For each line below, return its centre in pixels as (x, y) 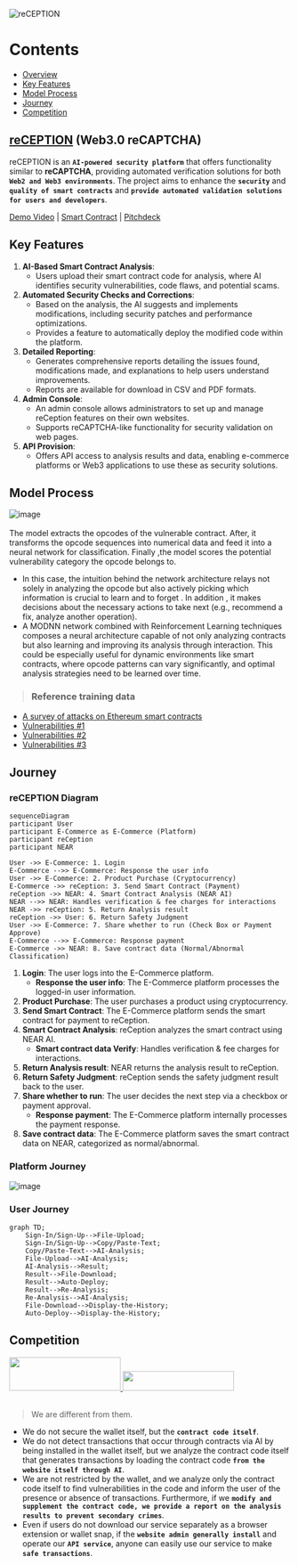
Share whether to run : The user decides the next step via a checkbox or (155, 1096)
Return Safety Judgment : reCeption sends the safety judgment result (150, 1077)
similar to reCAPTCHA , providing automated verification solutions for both (145, 171)
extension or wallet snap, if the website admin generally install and (149, 1534)
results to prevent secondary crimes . (93, 1515)
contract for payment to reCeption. (86, 1021)
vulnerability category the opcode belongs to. (93, 562)
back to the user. (53, 1087)
